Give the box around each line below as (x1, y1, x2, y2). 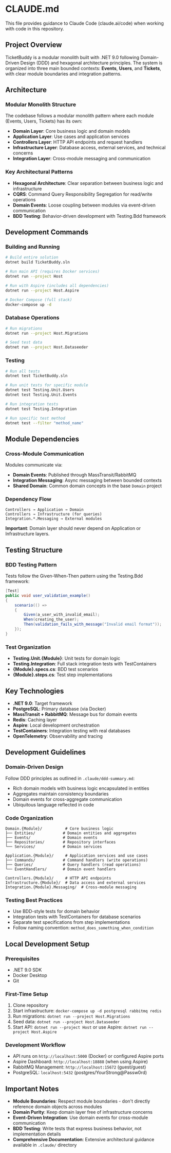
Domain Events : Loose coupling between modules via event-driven (12, 202, 156, 208)
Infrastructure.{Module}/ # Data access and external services (5, 880, 146, 885)
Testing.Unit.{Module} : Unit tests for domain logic (12, 655, 121, 662)
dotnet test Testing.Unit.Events (5, 392, 77, 398)
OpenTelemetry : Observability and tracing (12, 733, 103, 739)
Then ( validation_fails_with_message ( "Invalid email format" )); (24, 622, 162, 627)
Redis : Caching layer (12, 716, 58, 722)
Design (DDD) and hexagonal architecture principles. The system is (20, 60, 163, 66)
